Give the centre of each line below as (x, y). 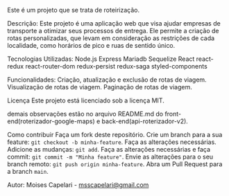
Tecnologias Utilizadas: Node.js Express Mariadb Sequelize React (101, 59)
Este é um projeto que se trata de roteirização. (74, 10)
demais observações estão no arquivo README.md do (85, 114)
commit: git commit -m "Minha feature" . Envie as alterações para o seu (110, 157)
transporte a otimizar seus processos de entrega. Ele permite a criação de (113, 31)
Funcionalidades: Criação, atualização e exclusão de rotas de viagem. (107, 80)
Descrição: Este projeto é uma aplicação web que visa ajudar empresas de (114, 23)
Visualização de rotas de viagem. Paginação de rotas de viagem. (100, 87)
